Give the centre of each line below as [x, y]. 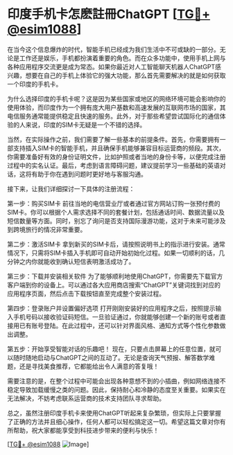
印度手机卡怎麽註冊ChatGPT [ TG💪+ [109, 14]
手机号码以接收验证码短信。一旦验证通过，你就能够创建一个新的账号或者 [116, 316]
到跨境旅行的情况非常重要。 [47, 229]
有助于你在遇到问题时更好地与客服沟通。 [89, 174]
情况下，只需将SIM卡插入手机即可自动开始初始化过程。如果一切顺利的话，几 [116, 253]
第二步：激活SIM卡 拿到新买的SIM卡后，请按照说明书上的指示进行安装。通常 [116, 244]
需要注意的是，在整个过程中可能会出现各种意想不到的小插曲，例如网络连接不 [116, 381]
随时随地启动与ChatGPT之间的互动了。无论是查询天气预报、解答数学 [111, 357]
